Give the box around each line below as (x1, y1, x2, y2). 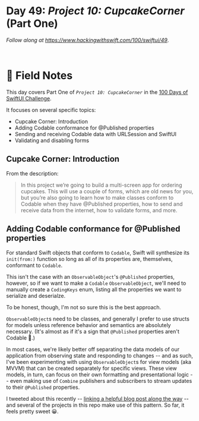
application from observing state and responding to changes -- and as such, (6, 352, 193, 359)
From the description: (6, 169, 59, 177)
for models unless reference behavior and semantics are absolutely (6, 321, 171, 328)
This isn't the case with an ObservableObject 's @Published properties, (6, 273, 175, 280)
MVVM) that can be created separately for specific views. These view (6, 365, 177, 372)
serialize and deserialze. (6, 292, 66, 299)
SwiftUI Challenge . (6, 95, 52, 102)
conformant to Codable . (6, 262, 63, 269)
